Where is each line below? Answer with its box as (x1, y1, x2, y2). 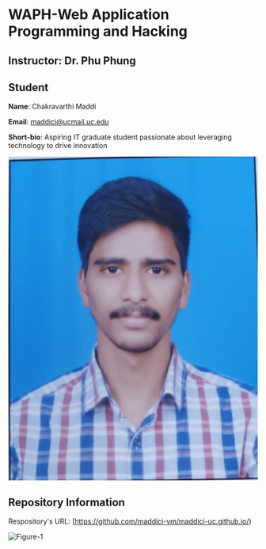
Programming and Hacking (8, 22, 188, 40)
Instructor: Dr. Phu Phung (8, 54, 136, 67)
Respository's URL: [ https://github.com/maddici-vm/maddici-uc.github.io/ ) (8, 517, 252, 526)
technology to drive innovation (8, 141, 108, 151)
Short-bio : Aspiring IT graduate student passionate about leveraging (8, 132, 232, 142)
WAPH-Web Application (8, 6, 169, 24)
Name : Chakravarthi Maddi (8, 101, 97, 112)
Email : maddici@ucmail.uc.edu (8, 117, 109, 127)
